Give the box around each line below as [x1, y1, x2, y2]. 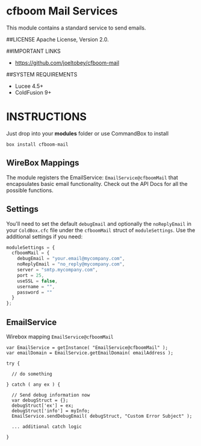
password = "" [17, 289, 52, 296]
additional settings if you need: [6, 233, 83, 240]
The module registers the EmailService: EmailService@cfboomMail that [6, 173, 179, 181]
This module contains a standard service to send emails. [6, 24, 146, 31]
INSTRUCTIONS [6, 110, 87, 124]
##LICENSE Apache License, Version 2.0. [6, 36, 110, 43]
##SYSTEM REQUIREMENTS [6, 70, 78, 78]
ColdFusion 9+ [14, 88, 52, 96]
